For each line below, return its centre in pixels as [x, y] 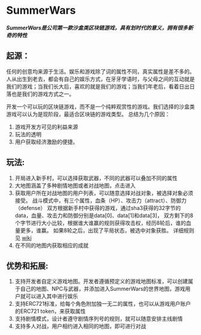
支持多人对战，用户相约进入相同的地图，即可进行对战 [80, 326]
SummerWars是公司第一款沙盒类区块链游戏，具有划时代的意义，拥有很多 [97, 28]
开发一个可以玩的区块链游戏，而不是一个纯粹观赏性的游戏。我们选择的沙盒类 [100, 106]
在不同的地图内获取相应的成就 [51, 245]
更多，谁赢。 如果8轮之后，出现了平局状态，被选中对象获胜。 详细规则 [107, 230]
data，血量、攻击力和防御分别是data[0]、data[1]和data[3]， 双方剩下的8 [104, 215]
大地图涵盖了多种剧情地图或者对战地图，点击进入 [75, 185]
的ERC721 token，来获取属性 [50, 311]
